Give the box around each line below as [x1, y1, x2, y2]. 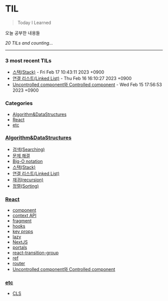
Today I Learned [17, 20, 51, 26]
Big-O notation [12, 158, 43, 164]
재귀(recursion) [12, 176, 43, 183]
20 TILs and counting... [5, 40, 53, 46]
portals [12, 244, 27, 250]
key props [12, 228, 33, 234]
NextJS [12, 239, 28, 245]
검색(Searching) [12, 146, 45, 152]
